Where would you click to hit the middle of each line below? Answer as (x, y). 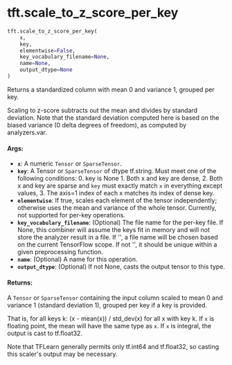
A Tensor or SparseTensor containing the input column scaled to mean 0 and (115, 298)
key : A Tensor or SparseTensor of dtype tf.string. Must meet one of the (117, 171)
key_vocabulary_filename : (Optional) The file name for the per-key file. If (120, 222)
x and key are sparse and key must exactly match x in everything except (120, 186)
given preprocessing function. (60, 252)
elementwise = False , (48, 51)
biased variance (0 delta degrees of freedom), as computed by (97, 125)
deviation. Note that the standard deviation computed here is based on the (113, 117)
